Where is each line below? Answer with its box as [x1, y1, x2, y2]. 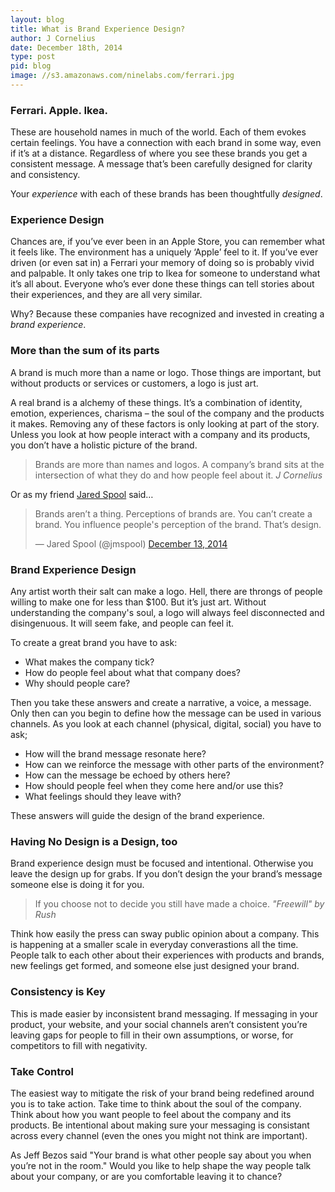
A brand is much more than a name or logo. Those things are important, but [10, 366, 322, 378]
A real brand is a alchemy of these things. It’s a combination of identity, [10, 396, 303, 408]
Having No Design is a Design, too [10, 834, 178, 848]
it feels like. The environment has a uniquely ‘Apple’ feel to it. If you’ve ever [10, 246, 319, 258]
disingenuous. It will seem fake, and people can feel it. [10, 617, 235, 630]
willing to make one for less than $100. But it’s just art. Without [10, 596, 267, 608]
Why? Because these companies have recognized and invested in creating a [10, 308, 325, 320]
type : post [10, 52, 56, 62]
